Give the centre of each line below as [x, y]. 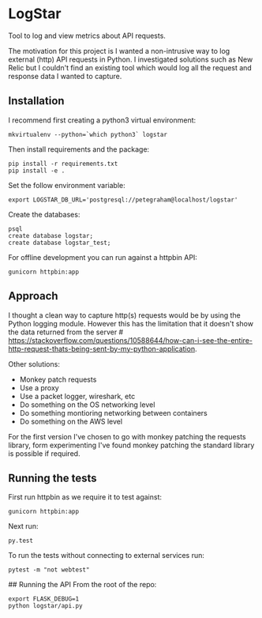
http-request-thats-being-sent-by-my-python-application [102, 349]
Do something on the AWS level [71, 421]
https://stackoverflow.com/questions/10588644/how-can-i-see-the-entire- [130, 340]
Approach [33, 296]
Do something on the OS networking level [87, 405]
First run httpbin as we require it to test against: [85, 497]
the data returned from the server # [66, 332]
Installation [36, 101]
